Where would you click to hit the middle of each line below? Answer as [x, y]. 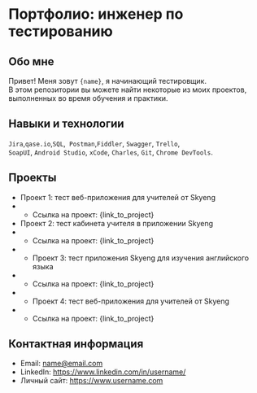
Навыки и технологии [66, 124]
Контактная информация [76, 344]
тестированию [61, 31]
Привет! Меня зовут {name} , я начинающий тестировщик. [108, 81]
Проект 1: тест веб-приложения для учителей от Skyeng [118, 197]
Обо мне [31, 61]
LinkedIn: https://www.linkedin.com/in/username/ [103, 372]
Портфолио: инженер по [96, 14]
